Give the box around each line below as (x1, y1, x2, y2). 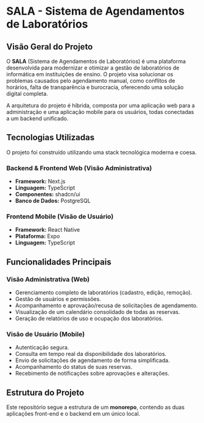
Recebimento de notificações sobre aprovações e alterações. (15, 370, 170, 377)
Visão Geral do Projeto (6, 41, 93, 52)
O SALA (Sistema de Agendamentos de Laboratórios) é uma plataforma (6, 58, 186, 65)
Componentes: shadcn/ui (15, 191, 80, 198)
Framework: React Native (15, 226, 80, 233)
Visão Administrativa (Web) (6, 275, 90, 283)
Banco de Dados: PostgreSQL (15, 197, 91, 205)
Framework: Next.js (15, 178, 66, 185)
